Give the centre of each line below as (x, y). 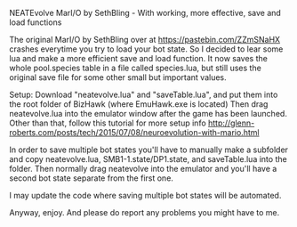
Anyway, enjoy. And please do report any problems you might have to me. (144, 212)
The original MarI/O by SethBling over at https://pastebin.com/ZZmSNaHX (145, 40)
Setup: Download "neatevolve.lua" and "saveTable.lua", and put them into (144, 94)
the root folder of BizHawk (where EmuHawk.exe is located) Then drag (139, 104)
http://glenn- (231, 123)
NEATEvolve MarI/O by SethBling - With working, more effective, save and (145, 13)
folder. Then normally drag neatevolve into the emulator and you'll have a (143, 169)
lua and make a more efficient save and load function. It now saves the (139, 58)
